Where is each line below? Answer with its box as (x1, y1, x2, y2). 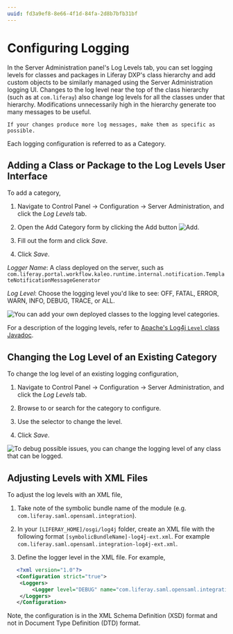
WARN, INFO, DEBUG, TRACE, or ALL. (7, 296, 116, 305)
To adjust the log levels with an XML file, (7, 491, 123, 498)
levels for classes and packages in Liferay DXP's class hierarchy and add (7, 70, 216, 79)
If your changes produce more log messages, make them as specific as (7, 121, 216, 128)
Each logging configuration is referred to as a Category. (7, 139, 166, 148)
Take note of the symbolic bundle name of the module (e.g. (17, 504, 187, 512)
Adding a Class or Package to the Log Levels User (7, 159, 226, 171)
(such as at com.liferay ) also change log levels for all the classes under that (7, 93, 225, 101)
